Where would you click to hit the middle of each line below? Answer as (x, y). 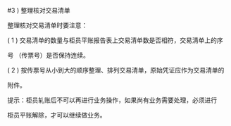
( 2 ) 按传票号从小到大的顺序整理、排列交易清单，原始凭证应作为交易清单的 (116, 70)
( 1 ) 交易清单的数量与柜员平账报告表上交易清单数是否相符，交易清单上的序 (115, 40)
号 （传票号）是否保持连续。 (48, 55)
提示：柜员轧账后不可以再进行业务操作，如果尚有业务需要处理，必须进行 (112, 100)
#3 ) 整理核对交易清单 (39, 10)
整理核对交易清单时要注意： (48, 25)
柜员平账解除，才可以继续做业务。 (57, 115)
